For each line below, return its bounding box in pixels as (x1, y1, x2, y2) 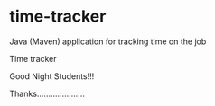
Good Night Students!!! (9, 70, 95, 82)
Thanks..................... (9, 88, 86, 99)
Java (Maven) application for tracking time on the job (9, 36, 207, 47)
